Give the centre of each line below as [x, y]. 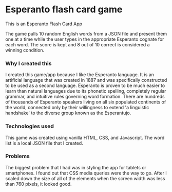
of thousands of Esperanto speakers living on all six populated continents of [86, 102]
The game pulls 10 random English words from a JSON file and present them [86, 33]
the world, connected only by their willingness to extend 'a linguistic [77, 108]
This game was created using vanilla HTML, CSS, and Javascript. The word [85, 137]
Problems [17, 156]
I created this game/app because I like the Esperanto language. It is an [80, 75]
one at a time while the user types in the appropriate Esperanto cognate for [85, 39]
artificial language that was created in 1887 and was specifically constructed [86, 80]
